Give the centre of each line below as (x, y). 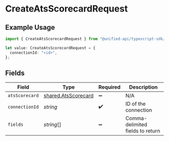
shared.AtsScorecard (69, 96)
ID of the (136, 104)
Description (143, 87)
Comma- (136, 118)
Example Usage (30, 27)
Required (109, 87)
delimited (136, 125)
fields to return (143, 131)
